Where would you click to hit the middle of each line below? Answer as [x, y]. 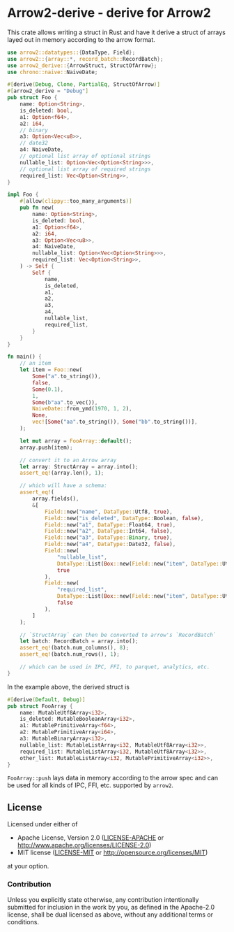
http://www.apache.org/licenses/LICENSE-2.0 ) [84, 845]
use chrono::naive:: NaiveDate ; [53, 72]
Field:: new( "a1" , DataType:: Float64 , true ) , [110, 525]
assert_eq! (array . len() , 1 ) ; [62, 473]
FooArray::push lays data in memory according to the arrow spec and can [112, 778]
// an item [36, 364]
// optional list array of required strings [85, 169]
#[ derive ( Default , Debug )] [46, 700]
